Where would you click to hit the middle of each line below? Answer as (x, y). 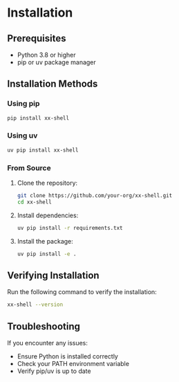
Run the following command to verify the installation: (82, 292)
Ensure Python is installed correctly (68, 356)
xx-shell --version (35, 305)
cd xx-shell (34, 202)
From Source (29, 167)
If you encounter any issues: (48, 343)
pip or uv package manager (57, 62)
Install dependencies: (48, 215)
